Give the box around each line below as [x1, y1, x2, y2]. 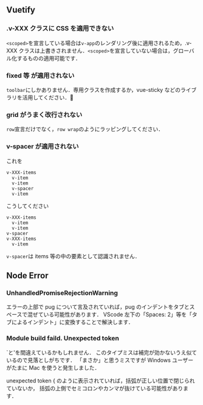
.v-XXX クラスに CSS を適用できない [6, 24, 114, 33]
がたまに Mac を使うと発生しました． [6, 364, 100, 371]
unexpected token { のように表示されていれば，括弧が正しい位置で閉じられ [6, 377, 195, 384]
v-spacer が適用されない [6, 143, 79, 151]
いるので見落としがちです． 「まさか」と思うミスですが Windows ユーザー [6, 356, 193, 364]
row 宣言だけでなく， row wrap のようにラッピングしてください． [6, 125, 164, 133]
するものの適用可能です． [16, 54, 81, 62]
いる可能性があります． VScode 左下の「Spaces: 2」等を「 [43, 311, 193, 319]
